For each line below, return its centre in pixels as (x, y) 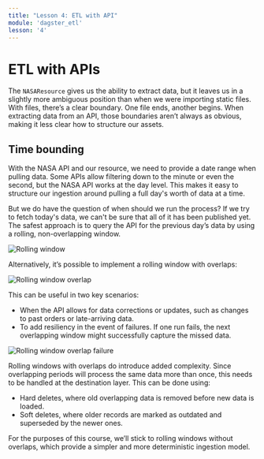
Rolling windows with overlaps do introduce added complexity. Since (120, 366)
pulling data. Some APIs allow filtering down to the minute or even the (121, 177)
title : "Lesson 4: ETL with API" (63, 15)
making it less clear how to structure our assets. (86, 125)
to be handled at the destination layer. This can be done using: (109, 382)
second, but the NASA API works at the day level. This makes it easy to (123, 185)
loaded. (32, 406)
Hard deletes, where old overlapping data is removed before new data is (137, 398)
